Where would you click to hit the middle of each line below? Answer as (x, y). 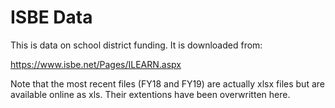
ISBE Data (51, 17)
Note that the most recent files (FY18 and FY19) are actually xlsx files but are (167, 83)
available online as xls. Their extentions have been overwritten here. (150, 94)
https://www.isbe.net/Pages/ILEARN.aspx (96, 64)
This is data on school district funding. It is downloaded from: (136, 45)
